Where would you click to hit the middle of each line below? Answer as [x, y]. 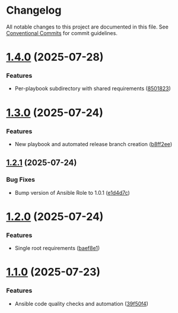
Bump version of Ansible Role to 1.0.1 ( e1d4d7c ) [72, 192]
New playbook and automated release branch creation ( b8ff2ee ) [93, 144]
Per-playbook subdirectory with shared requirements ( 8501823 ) [93, 88]
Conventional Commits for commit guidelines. [62, 33]
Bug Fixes [21, 180]
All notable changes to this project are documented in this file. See [88, 27]
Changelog [34, 10]
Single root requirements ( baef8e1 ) [57, 248]
